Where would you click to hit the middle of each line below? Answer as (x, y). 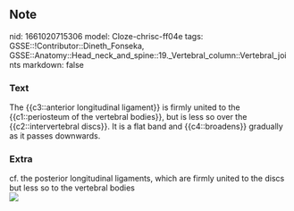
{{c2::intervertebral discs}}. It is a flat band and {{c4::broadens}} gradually (146, 127)
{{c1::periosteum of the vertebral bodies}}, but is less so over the (128, 117)
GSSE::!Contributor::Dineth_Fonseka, (77, 46)
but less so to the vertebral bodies (72, 188)
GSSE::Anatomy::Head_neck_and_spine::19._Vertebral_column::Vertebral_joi (148, 55)
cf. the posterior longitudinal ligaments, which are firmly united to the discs (147, 179)
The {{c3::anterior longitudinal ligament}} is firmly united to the (125, 107)
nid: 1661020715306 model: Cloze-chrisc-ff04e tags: (106, 36)
